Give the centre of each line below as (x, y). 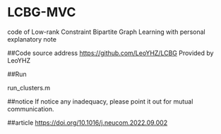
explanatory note (32, 39)
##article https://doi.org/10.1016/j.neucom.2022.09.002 (88, 122)
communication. (31, 109)
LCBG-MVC (42, 12)
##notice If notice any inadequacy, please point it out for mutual (100, 101)
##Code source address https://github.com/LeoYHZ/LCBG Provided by (110, 53)
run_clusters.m (29, 87)
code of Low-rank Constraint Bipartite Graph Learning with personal (107, 32)
